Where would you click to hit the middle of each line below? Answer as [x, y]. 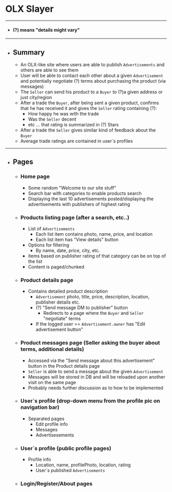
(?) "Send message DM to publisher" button [82, 308]
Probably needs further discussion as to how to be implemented [96, 388]
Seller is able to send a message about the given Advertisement [96, 371]
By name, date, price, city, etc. [68, 250]
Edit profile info [52, 424]
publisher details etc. [58, 302]
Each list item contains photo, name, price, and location [94, 234]
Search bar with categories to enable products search [85, 193]
